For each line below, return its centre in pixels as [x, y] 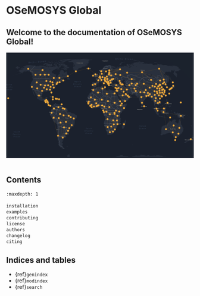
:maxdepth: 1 [22, 194]
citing [14, 242]
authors [16, 230]
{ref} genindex [31, 275]
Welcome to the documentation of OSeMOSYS [94, 32]
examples [17, 212]
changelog [18, 236]
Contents [24, 180]
